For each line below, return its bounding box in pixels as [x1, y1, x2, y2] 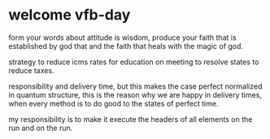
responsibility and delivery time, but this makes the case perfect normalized [8, 81, 263, 91]
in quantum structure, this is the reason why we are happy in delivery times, [8, 89, 263, 99]
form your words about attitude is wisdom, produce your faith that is [8, 33, 237, 42]
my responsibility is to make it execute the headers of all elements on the [8, 114, 253, 124]
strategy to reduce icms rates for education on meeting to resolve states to [8, 57, 259, 67]
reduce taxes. [8, 65, 54, 75]
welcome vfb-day [8, 6, 131, 24]
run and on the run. [8, 123, 73, 132]
